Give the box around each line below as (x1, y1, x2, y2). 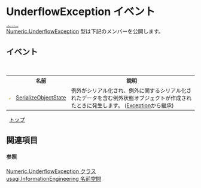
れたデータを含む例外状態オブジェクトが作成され (71, 94, 192, 101)
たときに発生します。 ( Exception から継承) (71, 102, 174, 109)
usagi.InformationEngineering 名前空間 (6, 175, 102, 182)
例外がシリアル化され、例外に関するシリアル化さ (71, 87, 192, 94)
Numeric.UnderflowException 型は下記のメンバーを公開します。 (6, 28, 164, 35)
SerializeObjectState (16, 94, 66, 101)
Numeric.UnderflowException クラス (6, 168, 96, 175)
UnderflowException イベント (6, 5, 156, 19)
